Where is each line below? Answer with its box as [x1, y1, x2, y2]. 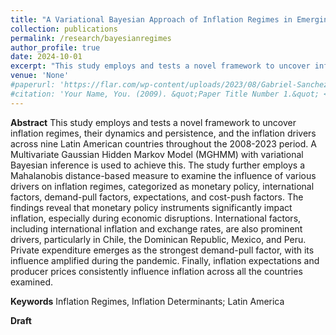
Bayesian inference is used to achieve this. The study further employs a [10, 159, 305, 171]
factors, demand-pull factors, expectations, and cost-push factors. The [10, 191, 304, 203]
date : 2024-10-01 [10, 52, 83, 62]
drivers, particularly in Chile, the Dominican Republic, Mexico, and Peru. [10, 233, 307, 245]
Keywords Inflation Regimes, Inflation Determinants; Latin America [10, 295, 285, 307]
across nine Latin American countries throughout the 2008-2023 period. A [10, 137, 317, 150]
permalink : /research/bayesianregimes [10, 33, 172, 43]
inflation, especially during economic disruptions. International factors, [10, 212, 302, 224]
